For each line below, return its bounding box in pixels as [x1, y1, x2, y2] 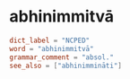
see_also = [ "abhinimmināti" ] [9, 61, 123, 70]
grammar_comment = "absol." [9, 52, 115, 62]
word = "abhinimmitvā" [9, 44, 94, 53]
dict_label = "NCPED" [9, 36, 91, 45]
